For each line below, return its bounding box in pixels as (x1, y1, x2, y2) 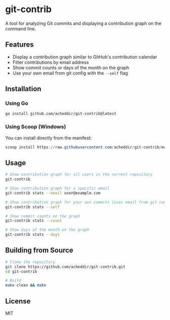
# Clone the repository (5, 259, 56, 264)
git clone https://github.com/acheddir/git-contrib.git (5, 264, 125, 269)
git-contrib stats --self (5, 204, 60, 210)
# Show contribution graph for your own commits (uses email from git (5, 199, 157, 205)
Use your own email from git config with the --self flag (12, 70, 128, 76)
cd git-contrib (5, 269, 37, 274)
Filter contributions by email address (12, 59, 89, 65)
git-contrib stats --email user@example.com (5, 190, 101, 195)
